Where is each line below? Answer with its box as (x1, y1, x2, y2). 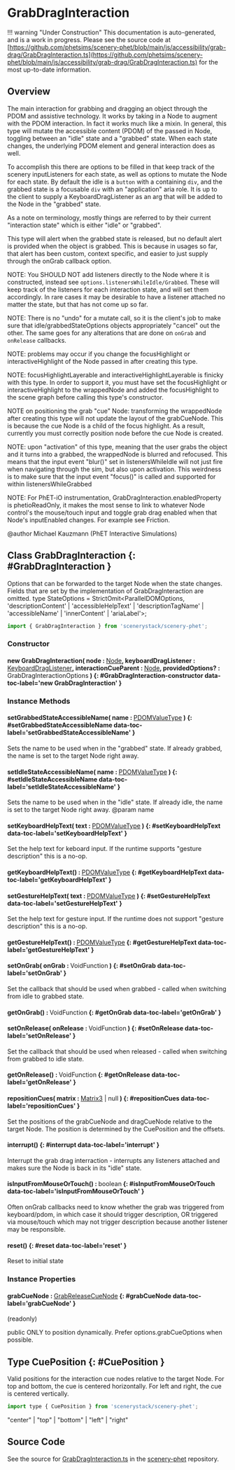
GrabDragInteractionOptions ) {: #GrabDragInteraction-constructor (7, 671, 204, 679)
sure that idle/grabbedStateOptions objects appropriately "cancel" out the (7, 321, 220, 329)
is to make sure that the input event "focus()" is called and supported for (7, 472, 216, 481)
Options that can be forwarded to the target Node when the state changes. (7, 579, 222, 587)
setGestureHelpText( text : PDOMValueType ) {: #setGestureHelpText (7, 892, 211, 900)
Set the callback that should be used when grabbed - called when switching (7, 985, 227, 993)
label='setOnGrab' (7, 969, 63, 977)
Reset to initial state (7, 1257, 64, 1265)
